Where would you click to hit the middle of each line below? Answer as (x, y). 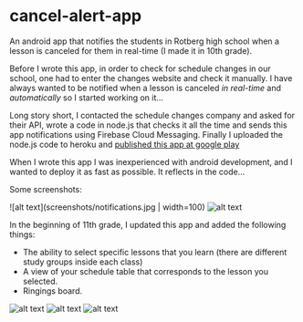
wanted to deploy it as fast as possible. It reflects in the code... (127, 171)
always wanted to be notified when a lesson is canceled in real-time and (145, 88)
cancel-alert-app (76, 16)
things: (22, 234)
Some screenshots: (46, 189)
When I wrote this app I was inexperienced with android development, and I (151, 161)
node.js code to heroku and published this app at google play (125, 144)
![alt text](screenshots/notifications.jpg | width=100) (107, 207)
